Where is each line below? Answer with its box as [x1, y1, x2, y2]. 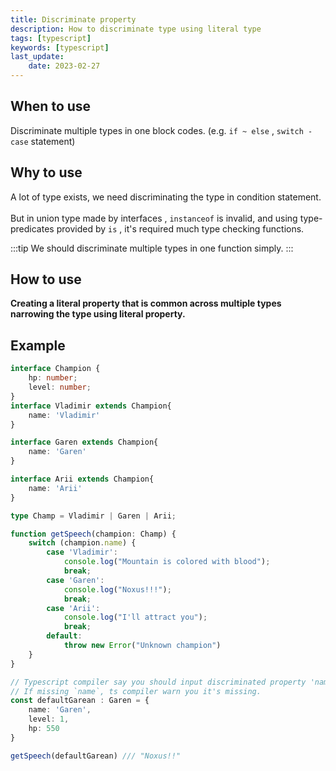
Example [10, 337, 66, 354]
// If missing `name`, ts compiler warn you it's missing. [10, 686, 262, 696]
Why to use [10, 164, 83, 181]
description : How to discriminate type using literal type [10, 24, 262, 34]
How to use [10, 271, 82, 288]
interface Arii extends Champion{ [10, 474, 155, 484]
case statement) [10, 135, 76, 147]
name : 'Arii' [28, 483, 83, 493]
